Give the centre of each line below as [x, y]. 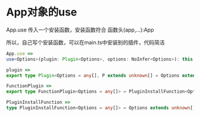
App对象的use [42, 12]
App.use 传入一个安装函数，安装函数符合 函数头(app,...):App [80, 30]
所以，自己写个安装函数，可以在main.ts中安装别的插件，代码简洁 [85, 42]
